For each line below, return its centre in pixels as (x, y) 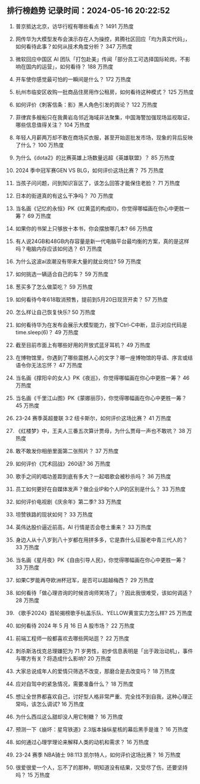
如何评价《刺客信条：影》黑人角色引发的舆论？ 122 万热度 (86, 104)
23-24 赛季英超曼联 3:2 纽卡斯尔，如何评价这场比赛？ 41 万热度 (93, 418)
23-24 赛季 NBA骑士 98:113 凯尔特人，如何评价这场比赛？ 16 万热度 (98, 755)
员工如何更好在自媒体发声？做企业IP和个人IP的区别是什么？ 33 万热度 (101, 489)
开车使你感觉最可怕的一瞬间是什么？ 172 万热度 (73, 79)
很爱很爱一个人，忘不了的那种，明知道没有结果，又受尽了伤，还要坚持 (101, 767)
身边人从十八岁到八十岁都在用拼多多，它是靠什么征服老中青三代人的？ (101, 540)
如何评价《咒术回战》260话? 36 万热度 (63, 463)
